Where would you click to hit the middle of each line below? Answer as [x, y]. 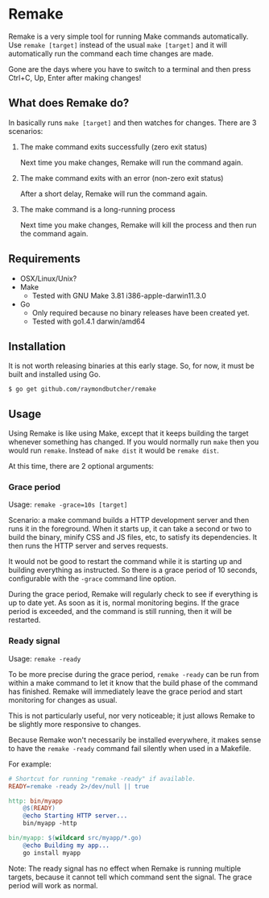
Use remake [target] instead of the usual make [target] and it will [118, 44]
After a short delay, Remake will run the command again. [114, 194]
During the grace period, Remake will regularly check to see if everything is [133, 595]
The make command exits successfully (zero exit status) [114, 147]
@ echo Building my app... [66, 845]
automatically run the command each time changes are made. [111, 53]
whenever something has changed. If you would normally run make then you [134, 442]
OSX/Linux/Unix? [48, 278]
